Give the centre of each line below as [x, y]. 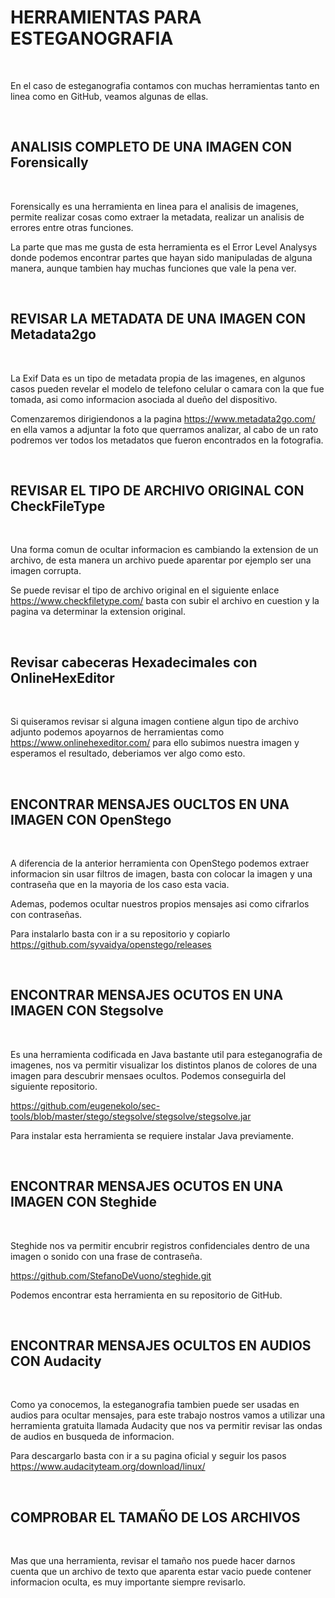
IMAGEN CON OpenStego [91, 819]
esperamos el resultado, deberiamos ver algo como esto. [128, 753]
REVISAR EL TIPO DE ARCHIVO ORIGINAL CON [157, 490]
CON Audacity [56, 1361]
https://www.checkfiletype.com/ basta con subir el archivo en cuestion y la [165, 601]
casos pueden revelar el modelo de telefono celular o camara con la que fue [167, 388]
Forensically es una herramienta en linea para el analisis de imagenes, [154, 206]
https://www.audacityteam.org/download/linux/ [108, 1467]
